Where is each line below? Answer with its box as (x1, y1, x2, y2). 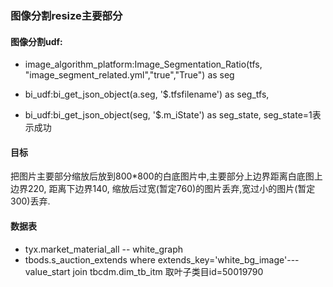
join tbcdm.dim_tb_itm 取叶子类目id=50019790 (72, 265, 264, 277)
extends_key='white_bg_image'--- (157, 253, 300, 266)
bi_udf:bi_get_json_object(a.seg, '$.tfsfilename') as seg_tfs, (24, 88, 270, 101)
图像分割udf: (10, 35, 63, 47)
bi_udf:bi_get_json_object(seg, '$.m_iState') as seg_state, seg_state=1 (24, 109, 313, 121)
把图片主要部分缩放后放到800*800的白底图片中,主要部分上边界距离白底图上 (10, 170, 323, 182)
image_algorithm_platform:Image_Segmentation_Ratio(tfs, (24, 58, 263, 71)
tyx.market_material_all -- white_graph (24, 243, 184, 255)
